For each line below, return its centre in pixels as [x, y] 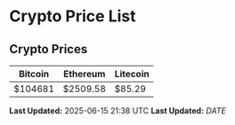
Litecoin [132, 74]
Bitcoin [34, 74]
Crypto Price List [73, 16]
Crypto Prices [49, 49]
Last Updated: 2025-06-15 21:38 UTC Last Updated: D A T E [118, 111]
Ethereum [85, 74]
